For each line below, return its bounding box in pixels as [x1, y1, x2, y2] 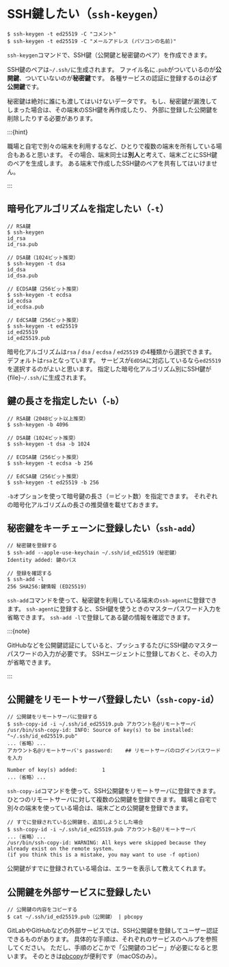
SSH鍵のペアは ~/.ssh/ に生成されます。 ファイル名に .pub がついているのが [7, 65, 216, 73]
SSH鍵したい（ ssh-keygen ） [7, 6, 165, 22]
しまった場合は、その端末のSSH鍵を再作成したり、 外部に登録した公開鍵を [7, 106, 219, 114]
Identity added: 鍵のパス [7, 556, 77, 564]
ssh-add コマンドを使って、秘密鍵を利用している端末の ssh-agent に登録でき [7, 596, 217, 604]
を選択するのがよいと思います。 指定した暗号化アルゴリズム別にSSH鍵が [7, 365, 212, 373]
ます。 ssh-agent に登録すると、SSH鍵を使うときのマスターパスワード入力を [7, 604, 221, 613]
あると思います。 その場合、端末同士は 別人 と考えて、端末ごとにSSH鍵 [18, 150, 217, 158]
